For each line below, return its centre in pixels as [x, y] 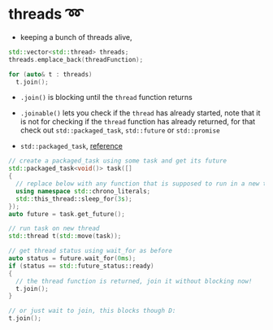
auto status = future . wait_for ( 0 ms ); [72, 258]
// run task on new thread [54, 228]
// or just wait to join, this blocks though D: [92, 311]
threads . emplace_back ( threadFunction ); [76, 59]
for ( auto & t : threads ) [50, 74]
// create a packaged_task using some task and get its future [118, 161]
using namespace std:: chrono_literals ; [83, 191]
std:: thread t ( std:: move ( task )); [65, 237]
